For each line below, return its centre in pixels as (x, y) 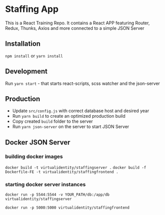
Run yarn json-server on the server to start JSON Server (71, 127)
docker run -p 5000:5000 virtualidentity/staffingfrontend (67, 208)
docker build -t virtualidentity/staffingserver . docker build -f (76, 168)
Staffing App (32, 9)
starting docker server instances (45, 184)
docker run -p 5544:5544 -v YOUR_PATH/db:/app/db (57, 195)
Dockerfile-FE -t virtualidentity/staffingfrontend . (62, 172)
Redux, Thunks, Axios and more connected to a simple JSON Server (75, 28)
